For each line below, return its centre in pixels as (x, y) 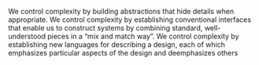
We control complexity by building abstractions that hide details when (121, 11)
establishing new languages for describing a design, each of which (117, 45)
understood (27, 36)
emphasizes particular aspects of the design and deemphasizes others (123, 53)
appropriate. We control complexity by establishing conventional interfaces (130, 20)
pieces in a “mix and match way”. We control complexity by (143, 36)
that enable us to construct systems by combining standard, (105, 28)
